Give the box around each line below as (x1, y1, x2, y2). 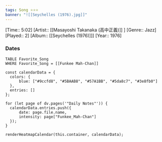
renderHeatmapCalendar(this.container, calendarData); (5, 132, 124, 137)
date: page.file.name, (18, 110, 67, 115)
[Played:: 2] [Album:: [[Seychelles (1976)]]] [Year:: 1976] (5, 32, 122, 39)
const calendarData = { (5, 69, 56, 75)
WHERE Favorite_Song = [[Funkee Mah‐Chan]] (5, 61, 99, 66)
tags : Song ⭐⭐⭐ (5, 7, 39, 13)
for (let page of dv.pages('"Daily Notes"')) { (5, 101, 108, 106)
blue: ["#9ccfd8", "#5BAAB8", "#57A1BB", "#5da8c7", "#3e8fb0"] (18, 79, 158, 84)
